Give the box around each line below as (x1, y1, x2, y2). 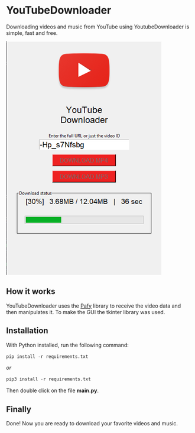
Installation (6, 326, 48, 336)
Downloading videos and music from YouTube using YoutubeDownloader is (6, 23, 190, 30)
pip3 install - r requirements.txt (6, 376, 92, 382)
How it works (6, 286, 56, 296)
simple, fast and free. (6, 29, 58, 36)
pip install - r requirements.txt (6, 353, 89, 360)
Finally (6, 404, 31, 414)
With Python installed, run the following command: (6, 341, 129, 348)
